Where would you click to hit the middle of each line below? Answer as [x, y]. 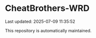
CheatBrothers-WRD [47, 8]
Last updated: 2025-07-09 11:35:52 [40, 21]
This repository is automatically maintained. [48, 30]
